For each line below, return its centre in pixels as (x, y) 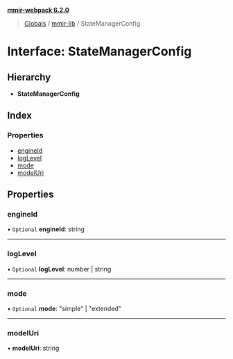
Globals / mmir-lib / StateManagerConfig (82, 23)
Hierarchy (29, 77)
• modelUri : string (33, 348)
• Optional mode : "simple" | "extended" (64, 308)
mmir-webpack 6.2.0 (38, 10)
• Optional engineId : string (46, 229)
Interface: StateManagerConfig (100, 52)
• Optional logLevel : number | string (59, 269)
